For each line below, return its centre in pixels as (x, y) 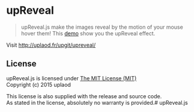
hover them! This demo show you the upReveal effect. (88, 33)
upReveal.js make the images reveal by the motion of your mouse (102, 27)
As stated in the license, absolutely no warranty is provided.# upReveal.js (97, 102)
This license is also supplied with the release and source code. (84, 96)
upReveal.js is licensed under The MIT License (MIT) (71, 78)
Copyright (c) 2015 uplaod (39, 84)
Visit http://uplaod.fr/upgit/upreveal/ (51, 45)
